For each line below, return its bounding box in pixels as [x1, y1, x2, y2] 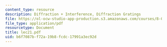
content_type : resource [5, 7, 55, 12]
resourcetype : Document [5, 25, 55, 30]
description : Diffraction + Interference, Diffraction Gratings [5, 12, 141, 17]
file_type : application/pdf [5, 21, 64, 26]
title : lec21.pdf [5, 30, 41, 35]
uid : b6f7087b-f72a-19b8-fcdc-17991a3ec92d [5, 35, 97, 40]
